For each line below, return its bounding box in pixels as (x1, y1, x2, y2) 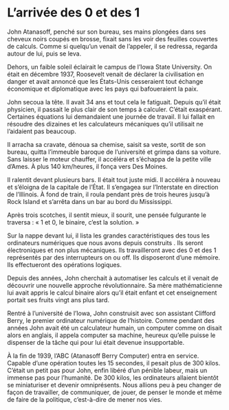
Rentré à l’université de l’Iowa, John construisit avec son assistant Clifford (7, 309, 216, 317)
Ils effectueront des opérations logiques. (7, 260, 122, 269)
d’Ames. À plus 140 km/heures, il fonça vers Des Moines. (7, 162, 168, 170)
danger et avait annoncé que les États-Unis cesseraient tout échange (7, 77, 204, 85)
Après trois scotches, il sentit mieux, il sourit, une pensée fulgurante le (7, 211, 206, 219)
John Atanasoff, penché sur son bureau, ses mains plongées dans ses (7, 27, 206, 36)
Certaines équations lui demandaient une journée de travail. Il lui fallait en (7, 112, 215, 121)
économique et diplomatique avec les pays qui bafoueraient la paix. (7, 84, 199, 93)
